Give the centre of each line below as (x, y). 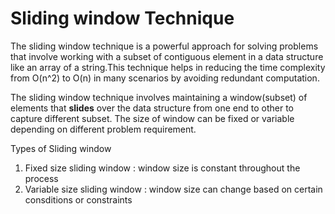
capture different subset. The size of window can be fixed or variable (152, 118)
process (41, 178)
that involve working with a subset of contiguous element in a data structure (167, 56)
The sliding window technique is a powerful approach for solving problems (164, 46)
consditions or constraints (78, 199)
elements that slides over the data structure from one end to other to (152, 108)
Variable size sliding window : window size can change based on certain (173, 189)
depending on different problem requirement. (103, 129)
